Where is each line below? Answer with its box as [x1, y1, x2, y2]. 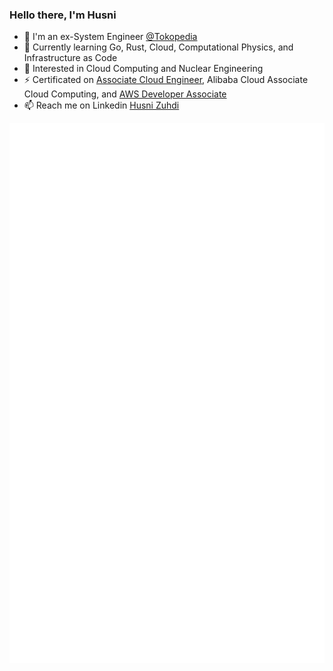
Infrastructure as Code [23, 52, 118, 64]
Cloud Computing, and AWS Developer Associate [23, 88, 227, 100]
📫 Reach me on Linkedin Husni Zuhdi [23, 99, 180, 112]
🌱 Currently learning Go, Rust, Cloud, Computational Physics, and [23, 41, 294, 53]
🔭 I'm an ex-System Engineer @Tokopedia [23, 31, 198, 43]
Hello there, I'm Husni [9, 8, 117, 22]
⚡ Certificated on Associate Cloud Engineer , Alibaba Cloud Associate [23, 74, 309, 86]
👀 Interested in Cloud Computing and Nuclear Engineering [23, 63, 264, 75]
